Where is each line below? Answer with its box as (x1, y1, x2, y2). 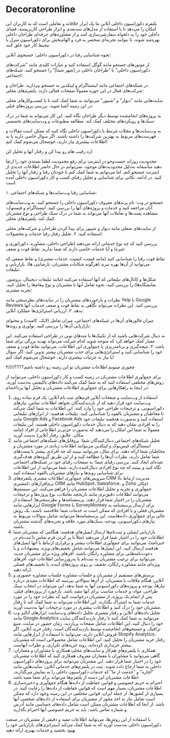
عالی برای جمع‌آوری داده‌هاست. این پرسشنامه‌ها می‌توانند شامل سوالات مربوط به (13, 513, 165, 519)
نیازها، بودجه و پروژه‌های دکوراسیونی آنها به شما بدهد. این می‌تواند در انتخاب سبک (13, 582, 165, 589)
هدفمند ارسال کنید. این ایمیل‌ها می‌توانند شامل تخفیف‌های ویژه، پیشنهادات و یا (13, 545, 158, 551)
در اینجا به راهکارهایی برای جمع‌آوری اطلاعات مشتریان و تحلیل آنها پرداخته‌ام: (6, 384, 149, 391)
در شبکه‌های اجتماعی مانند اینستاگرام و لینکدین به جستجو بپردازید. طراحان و (6, 82, 148, 88)
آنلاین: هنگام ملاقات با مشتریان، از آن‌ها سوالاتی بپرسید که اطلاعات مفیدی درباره (13, 577, 164, 583)
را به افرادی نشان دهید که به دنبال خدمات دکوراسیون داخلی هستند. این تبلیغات (13, 421, 160, 427)
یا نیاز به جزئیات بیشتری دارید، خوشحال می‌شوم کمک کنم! (6, 354, 114, 360)
